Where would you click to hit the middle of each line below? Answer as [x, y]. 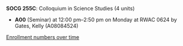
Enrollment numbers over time [43, 37]
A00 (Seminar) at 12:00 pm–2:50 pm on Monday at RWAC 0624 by [96, 20]
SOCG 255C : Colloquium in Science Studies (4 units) [70, 8]
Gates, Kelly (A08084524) [46, 26]
